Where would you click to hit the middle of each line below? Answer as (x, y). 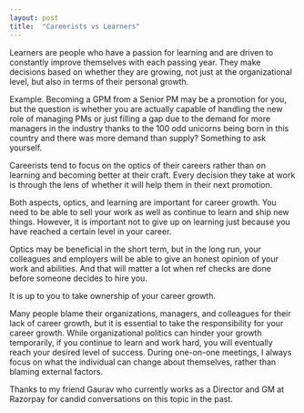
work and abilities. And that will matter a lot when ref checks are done (140, 268)
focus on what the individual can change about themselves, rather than (143, 362)
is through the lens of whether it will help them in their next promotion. (141, 184)
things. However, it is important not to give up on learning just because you (150, 222)
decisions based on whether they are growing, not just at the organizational (151, 72)
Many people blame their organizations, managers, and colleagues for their (150, 313)
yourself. (26, 148)
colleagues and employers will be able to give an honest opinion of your (144, 258)
